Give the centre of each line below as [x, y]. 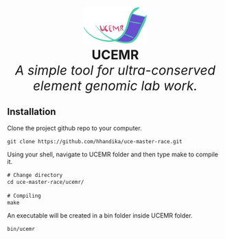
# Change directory [35, 176]
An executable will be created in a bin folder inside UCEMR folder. [100, 216]
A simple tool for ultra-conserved [115, 70]
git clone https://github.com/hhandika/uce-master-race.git [95, 142]
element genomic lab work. [115, 85]
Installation [32, 111]
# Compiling [24, 196]
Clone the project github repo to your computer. [74, 128]
